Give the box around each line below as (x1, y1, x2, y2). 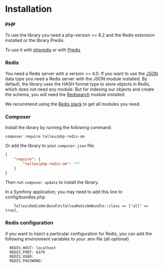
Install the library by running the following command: (5, 125, 112, 131)
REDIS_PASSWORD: (9, 258, 43, 263)
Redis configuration (5, 219, 54, 226)
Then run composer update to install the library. (5, 179, 99, 185)
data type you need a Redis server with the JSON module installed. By (5, 75, 148, 82)
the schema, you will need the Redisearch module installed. (5, 91, 126, 97)
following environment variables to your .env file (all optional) (5, 235, 129, 242)
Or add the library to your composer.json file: (5, 143, 95, 149)
